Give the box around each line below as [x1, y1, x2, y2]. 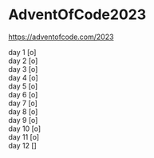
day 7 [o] [8, 98, 38, 108]
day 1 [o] [8, 47, 37, 57]
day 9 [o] [8, 115, 38, 124]
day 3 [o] [8, 64, 38, 73]
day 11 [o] [8, 132, 40, 141]
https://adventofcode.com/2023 [8, 32, 114, 41]
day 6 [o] [8, 89, 38, 99]
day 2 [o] [8, 56, 38, 65]
